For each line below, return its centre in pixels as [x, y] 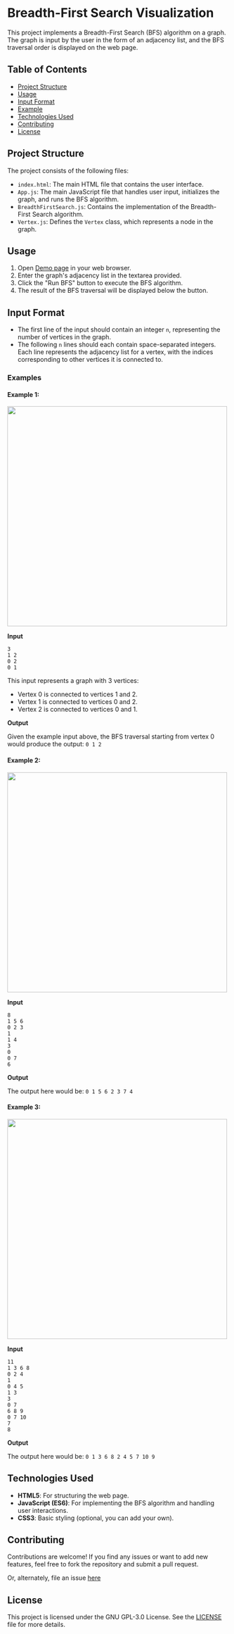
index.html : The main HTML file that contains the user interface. [110, 184]
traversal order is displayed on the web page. [73, 47]
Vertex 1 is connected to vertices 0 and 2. [78, 702]
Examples [25, 378]
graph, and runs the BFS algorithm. [68, 199]
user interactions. [43, 1510]
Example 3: [24, 1107]
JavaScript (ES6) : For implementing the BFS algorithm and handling [116, 1503]
